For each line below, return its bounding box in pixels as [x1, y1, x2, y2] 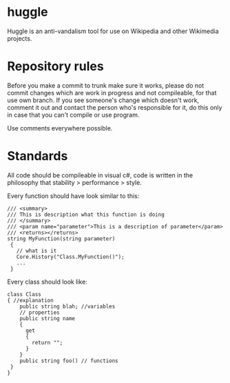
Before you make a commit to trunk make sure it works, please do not [7, 81, 205, 90]
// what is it [16, 247, 57, 254]
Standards [7, 148, 68, 164]
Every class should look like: [7, 277, 87, 286]
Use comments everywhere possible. [7, 124, 113, 132]
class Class [7, 291, 41, 297]
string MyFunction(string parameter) [7, 235, 116, 242]
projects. [7, 34, 32, 42]
